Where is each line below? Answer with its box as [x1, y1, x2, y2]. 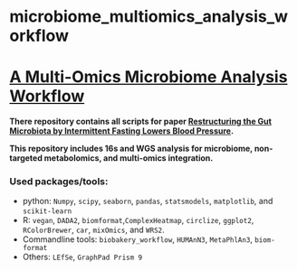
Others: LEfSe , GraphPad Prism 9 [22, 251, 143, 263]
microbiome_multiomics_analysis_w [9, 6, 288, 27]
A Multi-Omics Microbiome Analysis [9, 67, 288, 88]
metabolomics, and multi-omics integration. [43, 153, 214, 164]
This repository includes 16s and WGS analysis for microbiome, [9, 143, 254, 154]
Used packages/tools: [9, 175, 109, 188]
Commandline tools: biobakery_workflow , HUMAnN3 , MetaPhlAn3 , [22, 234, 254, 245]
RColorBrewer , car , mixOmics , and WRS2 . [22, 224, 165, 236]
